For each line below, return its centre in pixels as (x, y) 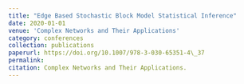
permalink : (26, 61)
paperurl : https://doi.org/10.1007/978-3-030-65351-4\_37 (106, 53)
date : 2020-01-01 (37, 23)
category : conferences (46, 38)
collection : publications (51, 46)
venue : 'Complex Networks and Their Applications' (94, 30)
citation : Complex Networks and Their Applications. (98, 68)
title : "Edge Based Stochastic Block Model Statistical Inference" (123, 16)
